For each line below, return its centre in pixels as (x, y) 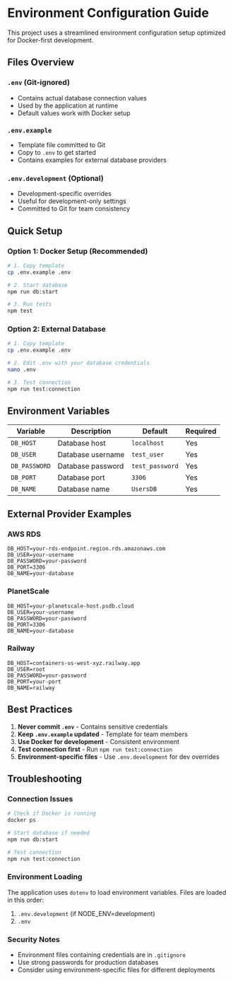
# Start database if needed (49, 833)
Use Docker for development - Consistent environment (98, 741)
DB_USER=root (26, 669)
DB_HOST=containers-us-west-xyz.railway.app (74, 663)
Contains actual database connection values (82, 98)
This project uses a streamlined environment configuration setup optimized (116, 33)
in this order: (26, 900)
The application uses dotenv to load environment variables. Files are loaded (117, 892)
